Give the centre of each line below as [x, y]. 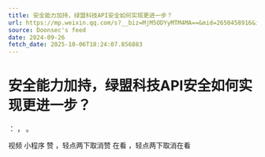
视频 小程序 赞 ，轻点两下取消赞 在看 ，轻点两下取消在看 [99, 145]
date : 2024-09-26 [37, 37]
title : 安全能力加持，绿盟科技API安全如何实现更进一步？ [91, 15]
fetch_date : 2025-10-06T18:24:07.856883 [76, 45]
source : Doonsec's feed [47, 30]
